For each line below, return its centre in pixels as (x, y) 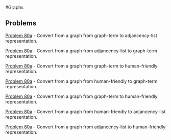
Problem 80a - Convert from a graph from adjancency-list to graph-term (81, 51)
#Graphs (15, 7)
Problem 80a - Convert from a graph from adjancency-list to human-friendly (86, 127)
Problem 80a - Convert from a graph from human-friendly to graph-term (81, 81)
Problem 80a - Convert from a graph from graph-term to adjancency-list (81, 36)
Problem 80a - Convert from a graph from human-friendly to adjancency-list (86, 112)
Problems (21, 23)
